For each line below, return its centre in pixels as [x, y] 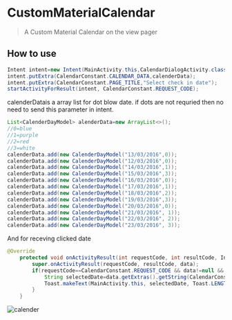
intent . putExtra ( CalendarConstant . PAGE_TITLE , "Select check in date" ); [112, 82]
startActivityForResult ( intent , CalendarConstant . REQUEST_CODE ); [103, 89]
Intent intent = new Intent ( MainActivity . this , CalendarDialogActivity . [109, 70]
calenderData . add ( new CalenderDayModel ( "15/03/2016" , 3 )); [92, 174]
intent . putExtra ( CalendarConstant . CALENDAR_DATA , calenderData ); [101, 76]
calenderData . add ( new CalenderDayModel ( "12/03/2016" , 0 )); [92, 161]
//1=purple [23, 135]
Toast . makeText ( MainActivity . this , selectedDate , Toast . [128, 283]
